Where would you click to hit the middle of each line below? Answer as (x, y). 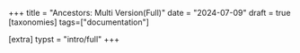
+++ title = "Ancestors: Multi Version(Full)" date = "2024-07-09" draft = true (150, 13)
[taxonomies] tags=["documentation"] (79, 22)
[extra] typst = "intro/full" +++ (64, 39)
